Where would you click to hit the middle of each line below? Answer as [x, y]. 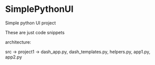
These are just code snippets [35, 32]
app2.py [14, 57]
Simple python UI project [31, 23]
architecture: [18, 42]
